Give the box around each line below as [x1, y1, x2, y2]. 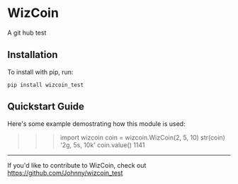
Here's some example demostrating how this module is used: [7, 119, 186, 128]
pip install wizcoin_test [7, 81, 84, 88]
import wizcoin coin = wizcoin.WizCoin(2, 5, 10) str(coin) [59, 133, 225, 142]
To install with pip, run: [7, 67, 74, 76]
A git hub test [7, 28, 47, 37]
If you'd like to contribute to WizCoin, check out [7, 161, 147, 169]
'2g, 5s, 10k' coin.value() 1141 [59, 140, 145, 149]
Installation [7, 49, 58, 61]
